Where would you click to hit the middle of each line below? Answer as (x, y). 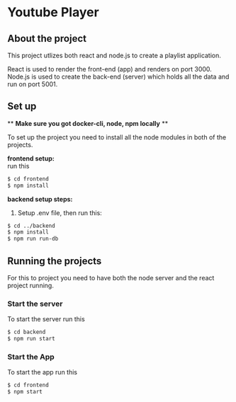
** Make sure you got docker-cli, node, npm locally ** (88, 123)
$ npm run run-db (33, 239)
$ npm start (25, 392)
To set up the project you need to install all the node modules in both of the (117, 137)
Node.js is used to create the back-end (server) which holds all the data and (118, 76)
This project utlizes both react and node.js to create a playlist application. (114, 55)
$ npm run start (31, 339)
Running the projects (55, 261)
